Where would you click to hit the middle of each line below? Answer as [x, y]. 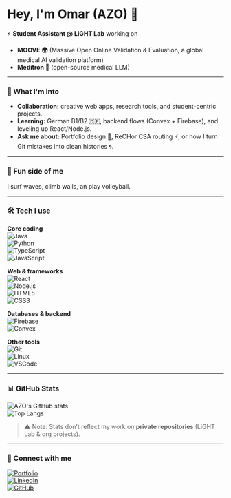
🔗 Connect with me [40, 459]
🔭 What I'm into [33, 91]
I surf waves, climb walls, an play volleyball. [69, 186]
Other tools [23, 342]
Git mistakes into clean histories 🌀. [65, 147]
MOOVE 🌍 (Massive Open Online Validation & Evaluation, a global [110, 50]
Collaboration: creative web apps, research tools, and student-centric [117, 107]
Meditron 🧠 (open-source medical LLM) [74, 67]
